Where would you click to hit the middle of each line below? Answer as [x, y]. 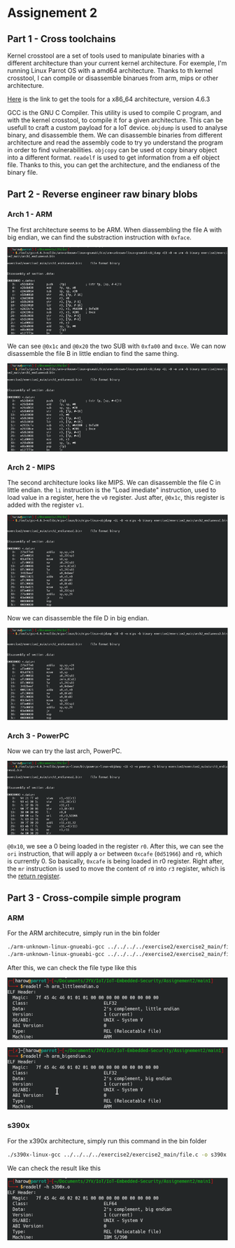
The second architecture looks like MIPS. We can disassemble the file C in [114, 483]
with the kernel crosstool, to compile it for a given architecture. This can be [115, 120]
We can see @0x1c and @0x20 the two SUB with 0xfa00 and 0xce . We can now [117, 346]
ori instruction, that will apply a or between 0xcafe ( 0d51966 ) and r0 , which [115, 854]
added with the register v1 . [46, 505]
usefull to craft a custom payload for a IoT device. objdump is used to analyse [117, 127]
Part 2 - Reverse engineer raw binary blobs [102, 194]
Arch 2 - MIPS [31, 467]
